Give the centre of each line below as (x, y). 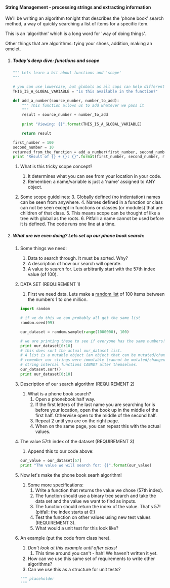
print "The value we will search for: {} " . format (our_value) (86, 465)
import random (35, 309)
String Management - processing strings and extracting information (78, 7)
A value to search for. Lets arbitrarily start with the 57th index (91, 269)
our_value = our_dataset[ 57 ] (51, 460)
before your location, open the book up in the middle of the (97, 410)
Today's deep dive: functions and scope (56, 60)
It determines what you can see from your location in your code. (95, 176)
